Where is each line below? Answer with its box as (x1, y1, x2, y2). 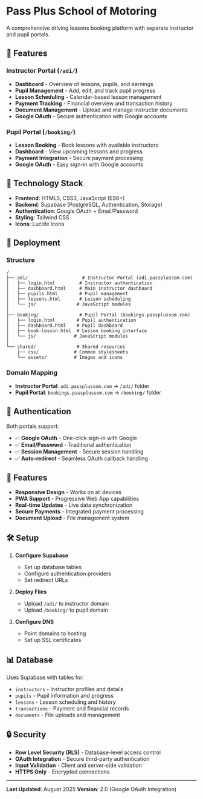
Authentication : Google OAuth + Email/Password (14, 207, 138, 215)
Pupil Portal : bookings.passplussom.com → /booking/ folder (14, 389, 161, 396)
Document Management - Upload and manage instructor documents (14, 106, 188, 113)
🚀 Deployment (6, 238, 60, 248)
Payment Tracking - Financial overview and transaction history (14, 99, 173, 107)
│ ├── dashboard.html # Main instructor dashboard (6, 286, 153, 292)
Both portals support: (6, 423, 59, 430)
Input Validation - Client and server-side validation (14, 761, 142, 769)
